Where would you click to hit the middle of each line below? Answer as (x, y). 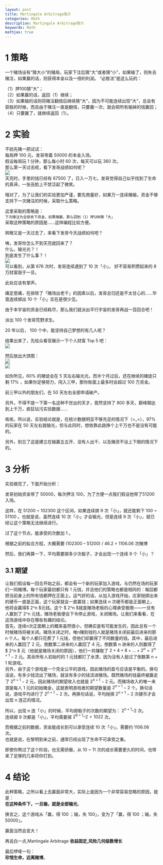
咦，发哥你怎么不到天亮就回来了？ (39, 243)
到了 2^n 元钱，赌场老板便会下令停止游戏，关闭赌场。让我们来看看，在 (84, 614)
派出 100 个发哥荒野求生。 (31, 320)
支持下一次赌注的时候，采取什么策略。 (43, 201)
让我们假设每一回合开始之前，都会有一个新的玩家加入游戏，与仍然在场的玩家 (81, 583)
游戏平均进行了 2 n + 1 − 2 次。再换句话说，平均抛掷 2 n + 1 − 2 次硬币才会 (85, 693)
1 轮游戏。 (15, 663)
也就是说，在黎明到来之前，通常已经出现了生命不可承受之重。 (67, 739)
